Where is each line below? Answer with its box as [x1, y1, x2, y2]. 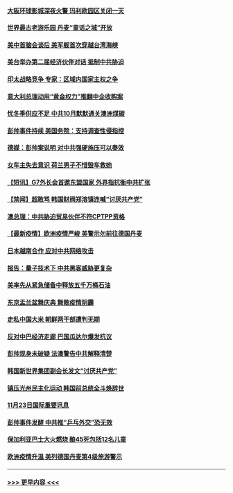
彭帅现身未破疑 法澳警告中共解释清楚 [7, 349, 112, 358]
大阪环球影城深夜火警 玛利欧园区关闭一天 [7, 6, 125, 15]
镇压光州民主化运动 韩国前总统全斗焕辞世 [7, 383, 125, 392]
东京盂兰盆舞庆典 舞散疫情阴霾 [7, 298, 94, 306]
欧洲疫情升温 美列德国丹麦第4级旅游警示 [7, 453, 123, 461]
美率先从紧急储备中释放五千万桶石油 [7, 281, 111, 289]
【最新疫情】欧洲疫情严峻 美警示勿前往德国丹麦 [7, 230, 143, 238]
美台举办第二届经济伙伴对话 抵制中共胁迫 [7, 58, 125, 66]
